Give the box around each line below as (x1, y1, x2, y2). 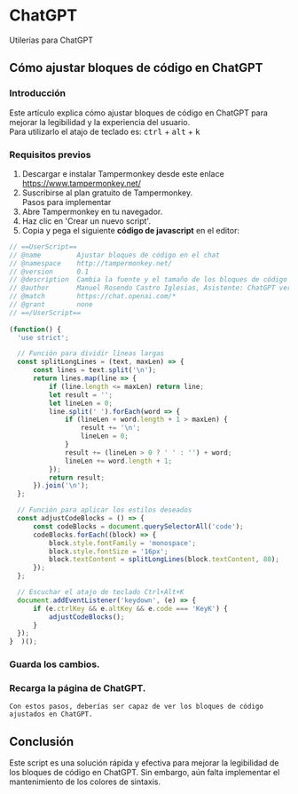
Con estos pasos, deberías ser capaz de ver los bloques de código (9, 703, 264, 711)
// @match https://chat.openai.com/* (9, 292, 176, 301)
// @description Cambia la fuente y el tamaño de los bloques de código (9, 275, 288, 284)
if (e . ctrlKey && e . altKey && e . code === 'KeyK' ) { (32, 604, 228, 613)
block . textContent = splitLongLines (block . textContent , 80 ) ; (48, 555, 279, 564)
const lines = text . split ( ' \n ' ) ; (32, 366, 157, 375)
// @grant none (9, 300, 93, 309)
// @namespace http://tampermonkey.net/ (9, 258, 173, 267)
